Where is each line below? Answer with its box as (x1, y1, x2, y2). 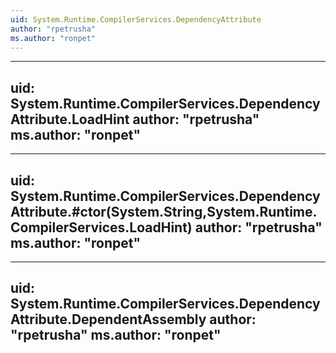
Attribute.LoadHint (10, 111, 130, 128)
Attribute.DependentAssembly (10, 311, 207, 328)
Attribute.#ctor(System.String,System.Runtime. (10, 203, 318, 220)
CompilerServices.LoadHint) (10, 219, 193, 236)
